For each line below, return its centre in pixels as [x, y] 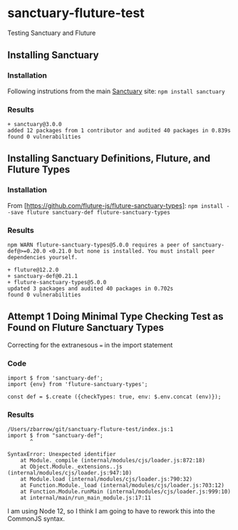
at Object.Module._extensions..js [71, 467]
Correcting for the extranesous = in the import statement [90, 345]
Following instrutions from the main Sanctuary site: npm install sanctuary [117, 91]
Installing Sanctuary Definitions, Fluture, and [109, 159]
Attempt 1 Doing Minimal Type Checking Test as [115, 317]
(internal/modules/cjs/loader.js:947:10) [70, 473]
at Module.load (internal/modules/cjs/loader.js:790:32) [107, 479]
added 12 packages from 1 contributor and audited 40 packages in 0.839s [119, 130]
